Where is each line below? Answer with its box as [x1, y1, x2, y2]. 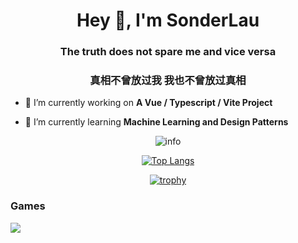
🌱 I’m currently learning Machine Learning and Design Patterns [24, 116, 289, 128]
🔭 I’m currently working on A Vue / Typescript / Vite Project [24, 97, 273, 109]
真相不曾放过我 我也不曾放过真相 [89, 74, 247, 88]
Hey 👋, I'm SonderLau [76, 9, 260, 32]
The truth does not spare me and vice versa [59, 45, 277, 59]
